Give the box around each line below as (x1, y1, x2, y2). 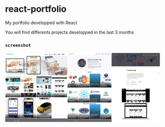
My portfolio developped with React (5, 20, 78, 26)
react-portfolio (5, 3, 67, 15)
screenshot (5, 42, 31, 48)
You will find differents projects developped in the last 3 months (5, 29, 134, 35)
